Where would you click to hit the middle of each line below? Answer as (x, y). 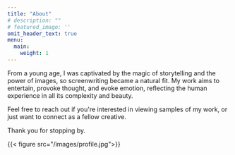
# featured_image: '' (39, 27)
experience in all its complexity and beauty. (70, 95)
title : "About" (30, 14)
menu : (15, 40)
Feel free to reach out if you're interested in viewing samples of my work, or (117, 109)
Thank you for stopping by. (47, 130)
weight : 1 (35, 54)
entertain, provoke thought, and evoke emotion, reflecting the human (107, 88)
